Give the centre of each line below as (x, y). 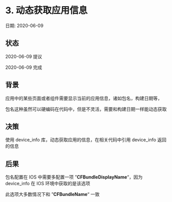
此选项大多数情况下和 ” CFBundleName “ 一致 (52, 194)
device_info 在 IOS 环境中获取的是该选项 (48, 184)
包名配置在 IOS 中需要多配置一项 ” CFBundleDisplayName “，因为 (74, 177)
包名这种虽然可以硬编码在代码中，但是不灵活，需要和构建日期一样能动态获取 (86, 109)
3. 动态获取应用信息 (47, 10)
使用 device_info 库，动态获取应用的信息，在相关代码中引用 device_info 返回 (86, 140)
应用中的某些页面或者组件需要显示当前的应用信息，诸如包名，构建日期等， (84, 98)
